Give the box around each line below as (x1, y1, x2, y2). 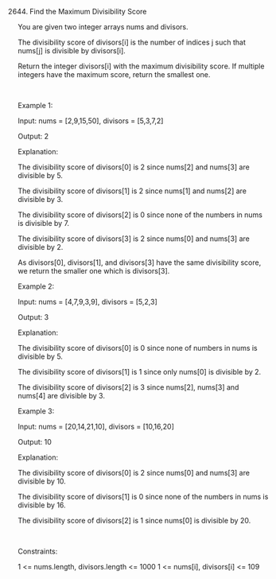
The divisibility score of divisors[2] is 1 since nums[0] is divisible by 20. (17, 516, 251, 525)
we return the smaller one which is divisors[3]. (17, 266, 170, 275)
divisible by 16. (17, 500, 67, 510)
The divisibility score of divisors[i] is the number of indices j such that (17, 37, 247, 47)
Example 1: (17, 101, 53, 110)
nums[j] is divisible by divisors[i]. (17, 46, 126, 55)
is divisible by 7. (17, 219, 70, 227)
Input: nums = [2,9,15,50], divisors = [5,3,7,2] (17, 116, 164, 126)
